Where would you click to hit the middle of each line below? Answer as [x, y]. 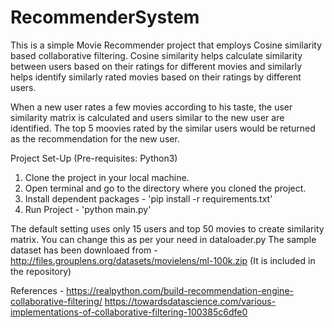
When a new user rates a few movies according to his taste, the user [151, 107]
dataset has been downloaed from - [84, 250]
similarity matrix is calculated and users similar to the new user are [147, 117]
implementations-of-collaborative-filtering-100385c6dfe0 [129, 312]
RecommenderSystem [105, 17]
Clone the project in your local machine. [107, 177]
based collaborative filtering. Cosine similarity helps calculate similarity [156, 55]
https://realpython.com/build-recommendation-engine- [180, 290]
